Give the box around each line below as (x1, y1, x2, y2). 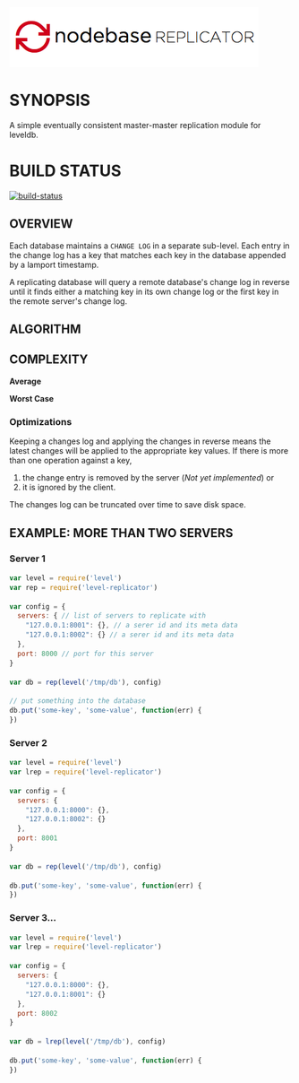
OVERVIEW (9, 216, 73, 231)
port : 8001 (17, 834, 58, 843)
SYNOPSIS (9, 91, 91, 110)
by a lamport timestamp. (9, 259, 99, 270)
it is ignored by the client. (21, 482, 116, 493)
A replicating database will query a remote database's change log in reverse (9, 276, 290, 287)
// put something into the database (9, 697, 146, 706)
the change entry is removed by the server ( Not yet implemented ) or (21, 472, 275, 483)
